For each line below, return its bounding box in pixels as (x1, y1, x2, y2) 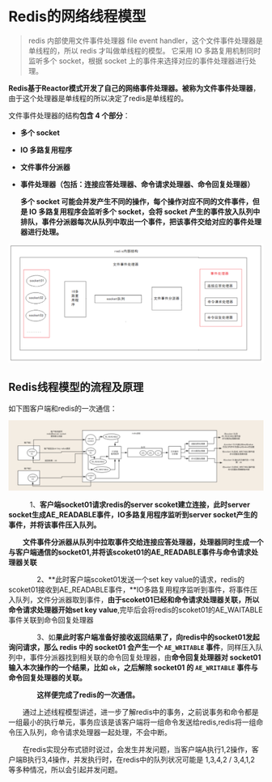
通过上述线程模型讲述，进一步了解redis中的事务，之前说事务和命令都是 (22, 708, 259, 717)
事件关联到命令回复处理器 (8, 615, 94, 625)
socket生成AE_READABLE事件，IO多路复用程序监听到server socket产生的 (8, 510, 258, 520)
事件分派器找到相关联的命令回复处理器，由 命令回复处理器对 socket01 (29, 652, 261, 662)
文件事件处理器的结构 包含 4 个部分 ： (8, 110, 131, 120)
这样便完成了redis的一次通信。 (36, 690, 140, 700)
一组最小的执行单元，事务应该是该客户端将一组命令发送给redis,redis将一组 (8, 717, 257, 727)
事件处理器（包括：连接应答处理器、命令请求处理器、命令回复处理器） (19, 179, 255, 189)
